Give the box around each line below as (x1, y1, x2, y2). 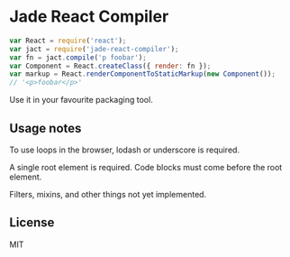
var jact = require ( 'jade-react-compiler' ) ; (9, 44, 179, 53)
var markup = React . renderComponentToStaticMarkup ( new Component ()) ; (9, 69, 276, 78)
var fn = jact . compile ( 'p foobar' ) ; (9, 52, 147, 62)
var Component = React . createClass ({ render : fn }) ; (9, 61, 212, 70)
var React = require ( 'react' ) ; (9, 36, 127, 45)
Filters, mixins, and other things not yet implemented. (9, 189, 207, 199)
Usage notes (9, 120, 82, 136)
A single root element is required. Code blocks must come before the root (9, 162, 283, 172)
